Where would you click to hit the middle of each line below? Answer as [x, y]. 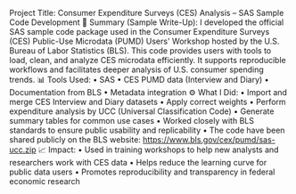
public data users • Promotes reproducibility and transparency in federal [142, 172]
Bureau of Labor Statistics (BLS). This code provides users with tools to [140, 51]
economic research [45, 181]
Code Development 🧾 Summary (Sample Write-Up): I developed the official [147, 22]
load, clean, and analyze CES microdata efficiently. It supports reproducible [148, 60]
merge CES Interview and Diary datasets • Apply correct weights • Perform [148, 102]
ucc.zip [23, 150]
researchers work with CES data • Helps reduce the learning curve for [138, 162]
